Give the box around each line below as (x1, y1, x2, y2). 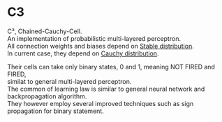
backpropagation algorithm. (7, 91, 87, 101)
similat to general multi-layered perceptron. (7, 77, 132, 85)
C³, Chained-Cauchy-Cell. (7, 27, 82, 35)
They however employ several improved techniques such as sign (7, 99, 194, 107)
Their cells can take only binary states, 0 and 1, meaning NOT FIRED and (7, 62, 215, 71)
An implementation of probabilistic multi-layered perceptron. (7, 34, 182, 42)
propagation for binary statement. (7, 107, 105, 115)
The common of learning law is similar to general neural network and (7, 85, 205, 93)
